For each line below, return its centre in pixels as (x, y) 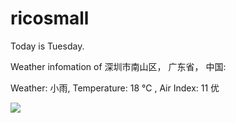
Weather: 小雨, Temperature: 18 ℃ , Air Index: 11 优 (115, 88)
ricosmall (50, 18)
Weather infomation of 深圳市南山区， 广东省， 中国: (118, 66)
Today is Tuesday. (47, 46)
